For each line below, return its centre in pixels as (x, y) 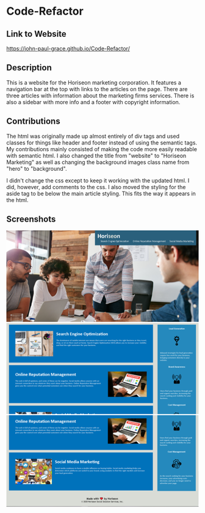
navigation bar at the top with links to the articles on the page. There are (97, 89)
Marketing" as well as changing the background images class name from (98, 162)
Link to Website (37, 34)
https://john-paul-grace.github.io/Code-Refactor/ (68, 48)
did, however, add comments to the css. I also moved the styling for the (96, 187)
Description (29, 68)
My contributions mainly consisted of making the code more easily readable (102, 149)
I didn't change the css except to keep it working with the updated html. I (98, 180)
